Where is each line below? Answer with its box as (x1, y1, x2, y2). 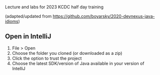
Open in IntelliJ (5, 32, 52, 40)
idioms (5, 19, 18, 24)
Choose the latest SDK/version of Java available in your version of (12, 60, 144, 66)
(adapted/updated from (5, 13, 52, 19)
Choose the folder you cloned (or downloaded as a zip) (12, 50, 123, 56)
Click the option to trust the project (12, 55, 82, 61)
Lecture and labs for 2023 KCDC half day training (5, 4, 104, 10)
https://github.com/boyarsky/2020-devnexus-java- (52, 13, 155, 19)
